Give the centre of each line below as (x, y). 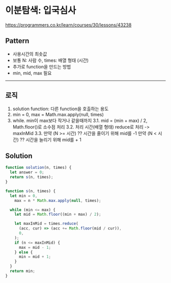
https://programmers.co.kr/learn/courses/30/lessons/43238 (68, 25)
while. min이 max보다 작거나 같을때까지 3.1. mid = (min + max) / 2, (80, 120)
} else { (24, 252)
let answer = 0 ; (27, 172)
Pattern (17, 41)
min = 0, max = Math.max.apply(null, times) (58, 114)
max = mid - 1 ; (35, 247)
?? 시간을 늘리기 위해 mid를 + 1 (50, 139)
